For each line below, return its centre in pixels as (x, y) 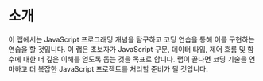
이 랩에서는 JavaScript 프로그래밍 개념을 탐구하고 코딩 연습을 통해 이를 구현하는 (132, 39)
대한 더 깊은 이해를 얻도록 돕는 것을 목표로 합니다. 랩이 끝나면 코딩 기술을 (135, 59)
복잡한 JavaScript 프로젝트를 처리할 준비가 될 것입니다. (123, 68)
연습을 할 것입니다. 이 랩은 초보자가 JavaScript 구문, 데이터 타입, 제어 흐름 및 (127, 49)
